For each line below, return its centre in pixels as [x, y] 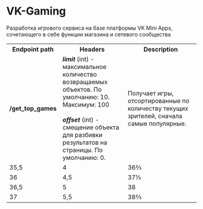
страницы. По [83, 150]
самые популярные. [157, 124]
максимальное [85, 67]
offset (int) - [81, 119]
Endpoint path [33, 49]
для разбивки [82, 134]
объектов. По [82, 89]
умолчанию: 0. [84, 158]
